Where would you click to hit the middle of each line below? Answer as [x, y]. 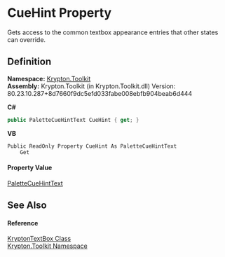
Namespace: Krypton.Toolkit [49, 78]
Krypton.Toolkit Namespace [47, 246]
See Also [27, 206]
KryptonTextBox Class [39, 239]
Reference [23, 223]
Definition [29, 62]
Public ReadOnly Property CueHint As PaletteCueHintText [92, 146]
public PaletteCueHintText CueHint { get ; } [73, 120]
